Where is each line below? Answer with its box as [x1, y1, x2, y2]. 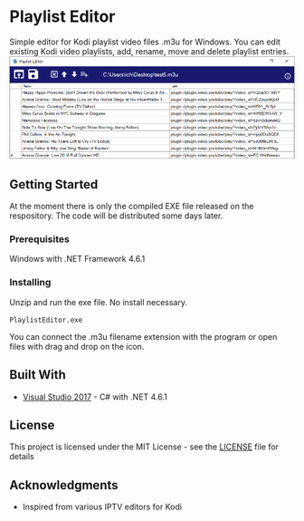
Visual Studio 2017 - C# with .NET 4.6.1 [22, 391, 167, 402]
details [9, 451, 34, 462]
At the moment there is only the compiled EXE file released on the [9, 201, 254, 212]
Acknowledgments [9, 478, 119, 493]
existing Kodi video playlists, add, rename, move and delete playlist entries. [9, 45, 290, 56]
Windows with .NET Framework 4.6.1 [9, 254, 146, 265]
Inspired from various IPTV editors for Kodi [22, 501, 183, 513]
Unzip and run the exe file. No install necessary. [9, 296, 188, 307]
